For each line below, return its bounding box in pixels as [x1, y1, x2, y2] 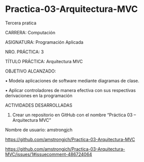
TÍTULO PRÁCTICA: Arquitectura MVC [5, 58, 83, 64]
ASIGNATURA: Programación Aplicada [5, 39, 83, 45]
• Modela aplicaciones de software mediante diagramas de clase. [5, 78, 140, 83]
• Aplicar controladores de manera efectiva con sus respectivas [5, 87, 136, 93]
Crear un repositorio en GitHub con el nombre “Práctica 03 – [12, 112, 137, 118]
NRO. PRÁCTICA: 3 [5, 49, 44, 55]
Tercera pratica [5, 20, 37, 26]
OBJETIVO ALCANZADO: [5, 68, 56, 74]
